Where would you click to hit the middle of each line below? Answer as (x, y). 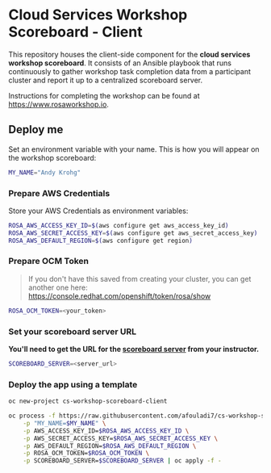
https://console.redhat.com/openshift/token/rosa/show (119, 295)
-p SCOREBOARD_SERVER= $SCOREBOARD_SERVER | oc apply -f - (122, 461)
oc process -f (32, 416)
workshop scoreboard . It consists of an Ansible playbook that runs (120, 63)
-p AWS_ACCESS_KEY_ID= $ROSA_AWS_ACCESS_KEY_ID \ (106, 431)
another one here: (58, 287)
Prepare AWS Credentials (59, 193)
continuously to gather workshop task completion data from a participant (130, 71)
